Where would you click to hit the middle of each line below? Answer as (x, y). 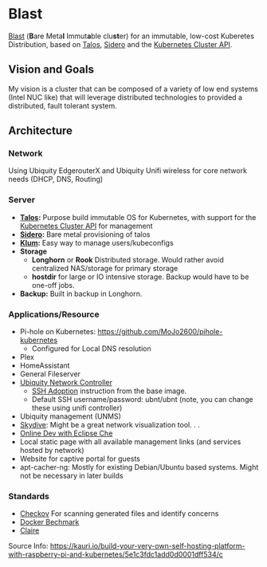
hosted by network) (52, 451)
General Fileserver (50, 374)
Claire (29, 530)
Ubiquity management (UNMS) (71, 416)
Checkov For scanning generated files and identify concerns (119, 514)
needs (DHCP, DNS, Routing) (56, 179)
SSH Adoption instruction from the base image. (109, 391)
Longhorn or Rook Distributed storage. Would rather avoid (128, 259)
